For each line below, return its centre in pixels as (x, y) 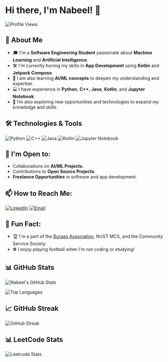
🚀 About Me (24, 40)
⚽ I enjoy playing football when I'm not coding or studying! (73, 249)
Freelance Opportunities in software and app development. (75, 177)
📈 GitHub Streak (32, 309)
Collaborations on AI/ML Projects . (48, 166)
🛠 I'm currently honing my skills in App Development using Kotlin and (86, 66)
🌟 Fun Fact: (23, 224)
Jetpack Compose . (33, 73)
